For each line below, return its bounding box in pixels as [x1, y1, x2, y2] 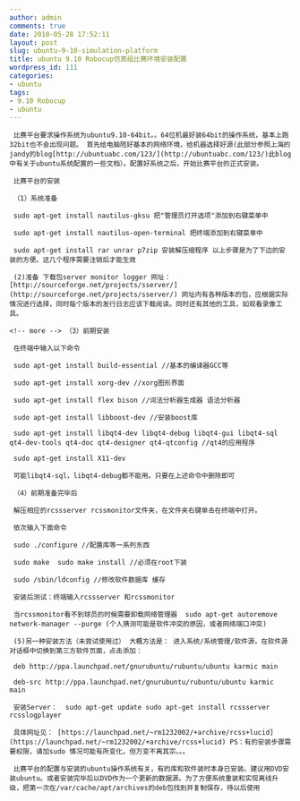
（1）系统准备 [13, 194, 58, 203]
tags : [9, 88, 30, 97]
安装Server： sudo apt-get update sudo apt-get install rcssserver [13, 703, 270, 712]
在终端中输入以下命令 [13, 344, 81, 354]
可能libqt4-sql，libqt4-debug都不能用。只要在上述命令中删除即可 [13, 472, 236, 481]
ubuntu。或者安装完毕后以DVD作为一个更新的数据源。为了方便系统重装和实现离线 [15, 774, 272, 783]
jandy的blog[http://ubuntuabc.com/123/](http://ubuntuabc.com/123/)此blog [9, 149, 292, 159]
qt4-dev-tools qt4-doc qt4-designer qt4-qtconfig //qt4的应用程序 [9, 439, 255, 447]
